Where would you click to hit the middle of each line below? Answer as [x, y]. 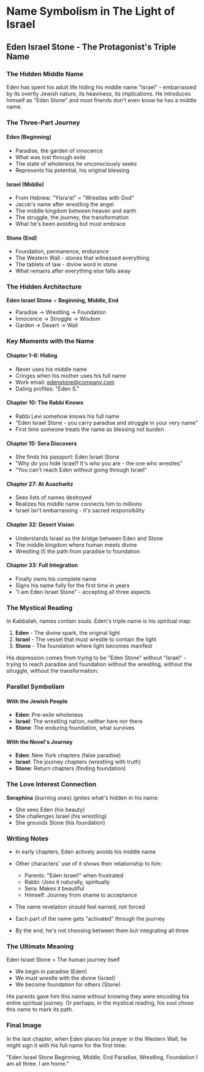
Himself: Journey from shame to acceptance [81, 895]
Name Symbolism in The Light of [91, 11]
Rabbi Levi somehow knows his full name [67, 416]
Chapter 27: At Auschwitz [40, 484]
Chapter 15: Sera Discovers [42, 443]
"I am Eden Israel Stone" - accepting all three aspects [83, 591]
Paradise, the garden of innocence [59, 151]
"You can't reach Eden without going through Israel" [81, 470]
